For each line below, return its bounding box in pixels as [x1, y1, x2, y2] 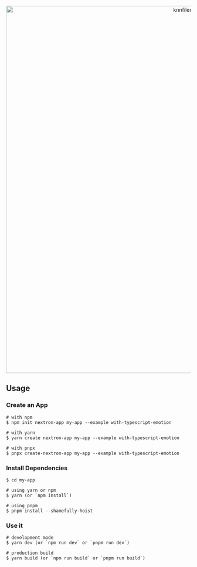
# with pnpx [6, 445, 35, 451]
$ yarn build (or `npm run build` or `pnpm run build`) [6, 555, 145, 561]
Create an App [6, 401, 48, 409]
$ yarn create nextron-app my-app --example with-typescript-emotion [6, 434, 180, 441]
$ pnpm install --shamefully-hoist [6, 508, 93, 514]
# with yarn [6, 430, 35, 436]
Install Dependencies [6, 464, 68, 472]
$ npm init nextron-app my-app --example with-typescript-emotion [6, 419, 172, 425]
